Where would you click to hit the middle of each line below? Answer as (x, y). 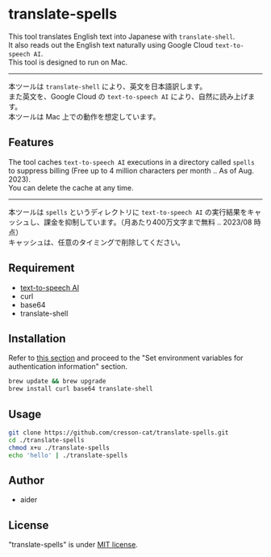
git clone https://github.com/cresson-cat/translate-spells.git (119, 433)
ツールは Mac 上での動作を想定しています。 (88, 116)
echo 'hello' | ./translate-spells (68, 455)
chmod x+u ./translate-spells (59, 448)
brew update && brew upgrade (57, 381)
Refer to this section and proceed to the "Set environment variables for (126, 358)
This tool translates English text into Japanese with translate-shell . (122, 36)
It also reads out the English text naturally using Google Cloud (111, 44)
